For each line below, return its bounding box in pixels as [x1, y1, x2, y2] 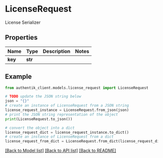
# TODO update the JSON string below [5, 94, 81, 99]
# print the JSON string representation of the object [5, 112, 118, 117]
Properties [5, 33, 38, 42]
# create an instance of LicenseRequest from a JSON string [5, 103, 130, 108]
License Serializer [5, 19, 41, 25]
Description [43, 47, 70, 54]
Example [5, 73, 32, 81]
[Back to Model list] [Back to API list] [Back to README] [5, 148, 116, 154]
